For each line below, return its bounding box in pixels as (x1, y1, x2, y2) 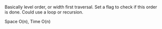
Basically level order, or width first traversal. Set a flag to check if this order (4, 4, 158, 10)
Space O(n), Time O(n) (4, 19, 51, 24)
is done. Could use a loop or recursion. (4, 9, 83, 15)
